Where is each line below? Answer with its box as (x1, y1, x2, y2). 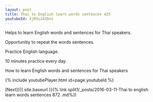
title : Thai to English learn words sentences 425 (5, 12, 111, 17)
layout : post (5, 7, 32, 12)
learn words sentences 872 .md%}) (5, 92, 77, 98)
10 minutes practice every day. (5, 58, 67, 64)
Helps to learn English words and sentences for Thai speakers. (5, 30, 132, 36)
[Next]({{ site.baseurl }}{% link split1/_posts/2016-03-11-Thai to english (5, 87, 149, 93)
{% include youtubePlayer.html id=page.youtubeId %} (5, 77, 114, 83)
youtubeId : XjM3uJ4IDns (5, 16, 54, 21)
